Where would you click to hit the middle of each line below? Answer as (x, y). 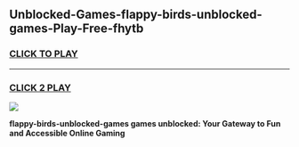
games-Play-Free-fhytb (77, 29)
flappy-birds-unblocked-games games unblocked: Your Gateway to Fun (145, 123)
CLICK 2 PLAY (40, 87)
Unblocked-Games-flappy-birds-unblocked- (136, 15)
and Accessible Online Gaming (67, 133)
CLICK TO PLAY (44, 54)
